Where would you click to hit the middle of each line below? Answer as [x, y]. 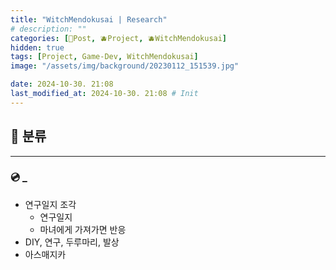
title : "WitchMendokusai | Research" [89, 19]
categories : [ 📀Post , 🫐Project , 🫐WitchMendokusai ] [119, 38]
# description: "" [48, 29]
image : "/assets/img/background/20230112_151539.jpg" [125, 66]
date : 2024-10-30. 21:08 [62, 84]
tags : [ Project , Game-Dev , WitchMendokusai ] [104, 57]
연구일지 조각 [50, 204]
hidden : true [37, 47]
